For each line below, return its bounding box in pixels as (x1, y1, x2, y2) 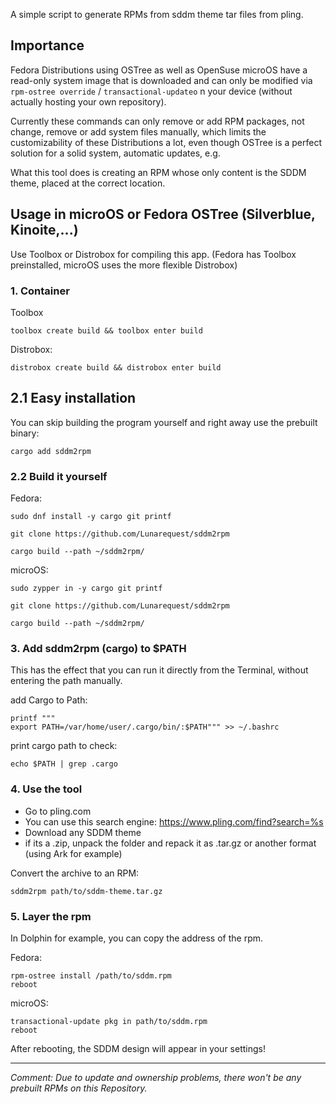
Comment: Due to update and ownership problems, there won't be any (10, 1071, 302, 1083)
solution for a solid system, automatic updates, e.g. (10, 147, 221, 159)
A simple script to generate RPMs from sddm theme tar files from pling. (10, 9, 304, 20)
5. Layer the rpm (10, 909, 92, 923)
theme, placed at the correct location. (10, 177, 166, 189)
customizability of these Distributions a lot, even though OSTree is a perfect (10, 136, 322, 148)
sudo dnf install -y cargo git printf (10, 512, 172, 522)
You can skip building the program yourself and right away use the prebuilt (10, 416, 318, 428)
